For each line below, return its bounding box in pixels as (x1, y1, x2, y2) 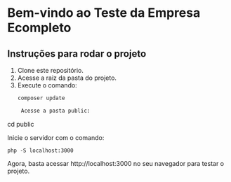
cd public (7, 120, 34, 128)
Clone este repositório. (17, 66, 84, 74)
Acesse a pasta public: (20, 107, 91, 114)
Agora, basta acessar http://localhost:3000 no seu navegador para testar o (7, 159, 225, 167)
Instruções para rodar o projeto (7, 48, 147, 59)
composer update (17, 94, 65, 101)
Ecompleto (7, 20, 72, 36)
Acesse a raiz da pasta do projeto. (17, 73, 117, 82)
